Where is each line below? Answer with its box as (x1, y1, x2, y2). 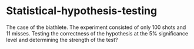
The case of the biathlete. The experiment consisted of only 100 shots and (6, 24, 186, 31)
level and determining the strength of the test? (6, 36, 118, 43)
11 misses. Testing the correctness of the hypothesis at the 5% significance (6, 30, 189, 37)
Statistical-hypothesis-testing (6, 4, 158, 18)
